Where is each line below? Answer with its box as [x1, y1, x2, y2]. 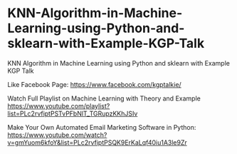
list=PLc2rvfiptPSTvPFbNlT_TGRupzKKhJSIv [7, 109, 138, 118]
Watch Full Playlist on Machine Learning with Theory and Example [7, 94, 201, 103]
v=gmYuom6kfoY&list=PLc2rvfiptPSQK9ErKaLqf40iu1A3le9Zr [7, 138, 187, 147]
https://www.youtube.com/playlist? [7, 101, 110, 110]
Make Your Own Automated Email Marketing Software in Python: [7, 123, 196, 131]
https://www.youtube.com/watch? [7, 130, 107, 139]
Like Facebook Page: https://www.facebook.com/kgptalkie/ [7, 80, 181, 88]
